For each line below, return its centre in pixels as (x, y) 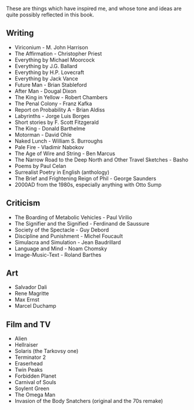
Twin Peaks (29, 370)
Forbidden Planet (36, 376)
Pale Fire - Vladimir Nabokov (49, 147)
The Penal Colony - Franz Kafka (53, 103)
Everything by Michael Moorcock (55, 60)
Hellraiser (26, 345)
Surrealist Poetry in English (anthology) (62, 172)
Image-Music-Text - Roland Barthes (58, 254)
